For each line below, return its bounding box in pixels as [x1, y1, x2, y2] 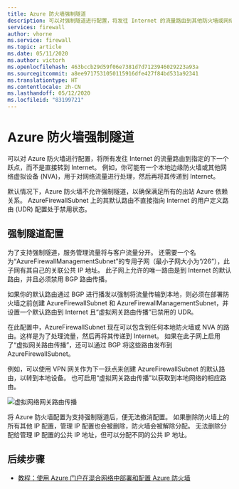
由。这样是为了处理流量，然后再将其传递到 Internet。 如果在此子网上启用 [7, 332, 221, 340]
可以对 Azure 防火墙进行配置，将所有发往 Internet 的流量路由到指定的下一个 [7, 154, 229, 162]
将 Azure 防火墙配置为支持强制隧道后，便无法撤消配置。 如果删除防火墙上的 [7, 412, 230, 421]
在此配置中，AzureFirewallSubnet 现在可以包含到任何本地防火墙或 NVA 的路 [7, 322, 230, 331]
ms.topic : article [7, 43, 62, 51]
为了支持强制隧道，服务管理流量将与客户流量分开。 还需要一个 [7, 248, 190, 256]
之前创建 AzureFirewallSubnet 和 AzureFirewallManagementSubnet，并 [19, 298, 229, 307]
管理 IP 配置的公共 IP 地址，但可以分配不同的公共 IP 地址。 [19, 430, 191, 438]
